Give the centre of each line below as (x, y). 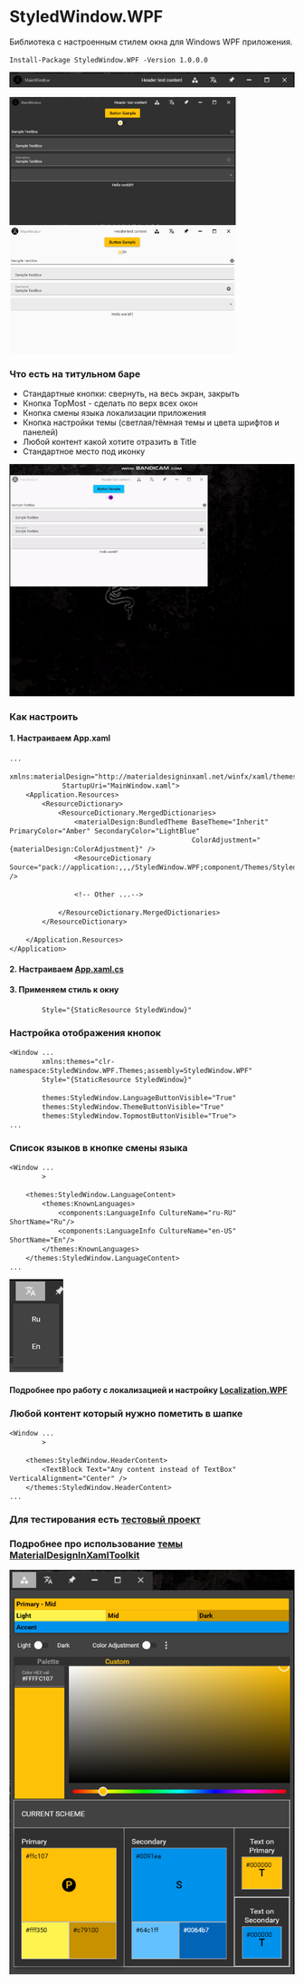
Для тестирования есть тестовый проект (105, 1520)
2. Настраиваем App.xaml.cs (66, 969)
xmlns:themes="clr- (79, 1062)
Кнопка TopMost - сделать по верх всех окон (110, 403)
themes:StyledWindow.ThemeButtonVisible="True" (133, 1108)
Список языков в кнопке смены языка (99, 1147)
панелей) (40, 432)
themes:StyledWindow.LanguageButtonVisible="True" (139, 1098)
